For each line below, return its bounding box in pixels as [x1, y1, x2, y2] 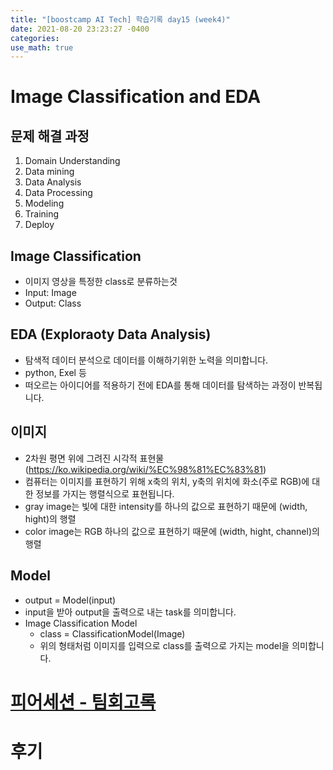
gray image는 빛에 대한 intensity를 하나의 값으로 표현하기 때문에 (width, [24, 500, 308, 512]
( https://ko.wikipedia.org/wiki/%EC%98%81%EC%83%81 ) [24, 463, 267, 475]
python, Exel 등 [24, 366, 87, 378]
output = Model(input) [24, 594, 117, 606]
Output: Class [24, 297, 82, 310]
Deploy [24, 219, 55, 231]
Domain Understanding [24, 155, 121, 167]
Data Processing [24, 187, 93, 199]
